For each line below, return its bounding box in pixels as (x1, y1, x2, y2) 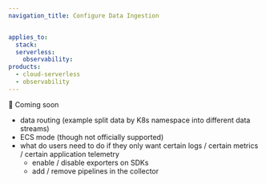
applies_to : (8, 33, 48, 41)
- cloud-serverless (15, 70, 81, 78)
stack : (15, 41, 38, 49)
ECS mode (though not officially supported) (19, 132, 164, 142)
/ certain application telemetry (19, 149, 120, 158)
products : (8, 63, 42, 71)
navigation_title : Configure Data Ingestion (8, 11, 159, 20)
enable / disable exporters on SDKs (31, 158, 149, 167)
